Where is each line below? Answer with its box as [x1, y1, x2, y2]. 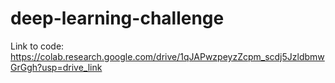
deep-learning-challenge [10, 7, 225, 30]
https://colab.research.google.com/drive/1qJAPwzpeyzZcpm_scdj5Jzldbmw [10, 50, 325, 62]
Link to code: [10, 40, 65, 52]
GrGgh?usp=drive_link [10, 61, 103, 73]
